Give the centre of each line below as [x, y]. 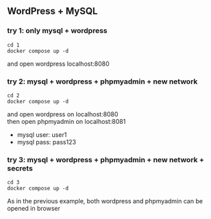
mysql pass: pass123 [47, 142]
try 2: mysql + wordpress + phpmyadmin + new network [102, 81]
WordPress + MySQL [52, 11]
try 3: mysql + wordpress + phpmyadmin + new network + [105, 159]
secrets [20, 168]
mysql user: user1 [42, 134]
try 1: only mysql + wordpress [57, 31]
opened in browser [34, 209]
